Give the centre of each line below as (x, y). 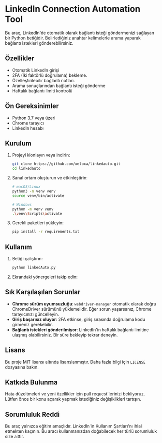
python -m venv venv (33, 209)
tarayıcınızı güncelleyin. (36, 314)
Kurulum (18, 143)
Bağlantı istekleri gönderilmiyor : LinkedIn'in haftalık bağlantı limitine (80, 330)
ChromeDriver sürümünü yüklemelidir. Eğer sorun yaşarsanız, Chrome (82, 309)
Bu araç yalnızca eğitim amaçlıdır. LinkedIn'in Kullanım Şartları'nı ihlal (74, 426)
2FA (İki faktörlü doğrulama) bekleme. (50, 75)
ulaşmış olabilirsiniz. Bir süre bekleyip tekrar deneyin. (65, 335)
